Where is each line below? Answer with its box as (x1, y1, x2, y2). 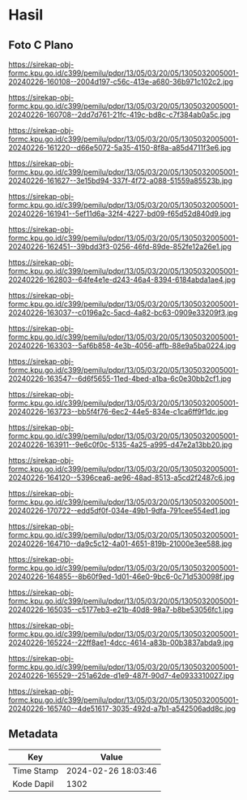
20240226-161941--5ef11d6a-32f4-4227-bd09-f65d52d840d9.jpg (8, 209, 232, 218)
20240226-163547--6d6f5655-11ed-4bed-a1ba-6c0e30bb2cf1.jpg (8, 374, 232, 383)
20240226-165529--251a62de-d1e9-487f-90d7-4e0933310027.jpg (8, 671, 235, 680)
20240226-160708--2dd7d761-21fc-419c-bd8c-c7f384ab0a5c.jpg (8, 110, 231, 119)
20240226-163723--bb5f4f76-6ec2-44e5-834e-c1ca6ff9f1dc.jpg (8, 407, 228, 416)
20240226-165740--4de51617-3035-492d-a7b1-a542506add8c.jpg (8, 704, 236, 713)
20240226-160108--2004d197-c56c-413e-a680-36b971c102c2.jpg (8, 77, 233, 86)
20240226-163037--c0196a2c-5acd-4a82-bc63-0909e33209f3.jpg (8, 308, 238, 318)
